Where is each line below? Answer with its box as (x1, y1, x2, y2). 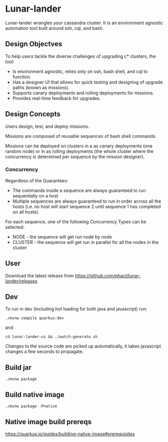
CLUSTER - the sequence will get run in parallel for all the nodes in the (12, 239, 159, 245)
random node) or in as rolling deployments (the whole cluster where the (5, 148, 154, 154)
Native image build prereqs (5, 417, 92, 426)
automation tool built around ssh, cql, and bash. (5, 25, 104, 31)
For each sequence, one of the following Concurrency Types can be (5, 218, 147, 225)
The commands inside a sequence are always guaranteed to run (12, 187, 146, 193)
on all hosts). (12, 209, 40, 215)
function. (12, 74, 32, 80)
